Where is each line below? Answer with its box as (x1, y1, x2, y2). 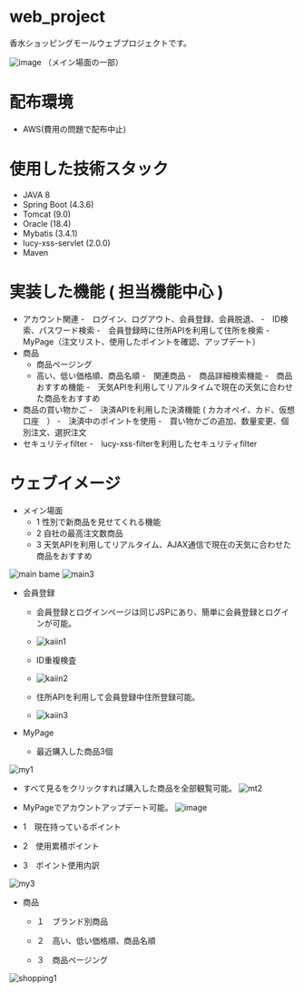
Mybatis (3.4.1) (22, 228, 78, 238)
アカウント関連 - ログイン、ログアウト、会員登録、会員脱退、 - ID (22, 313, 281, 324)
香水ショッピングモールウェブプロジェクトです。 (9, 37, 192, 48)
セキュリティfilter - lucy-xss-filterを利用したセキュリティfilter (22, 438, 258, 449)
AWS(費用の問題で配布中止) (22, 123, 127, 134)
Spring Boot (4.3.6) (22, 199, 94, 209)
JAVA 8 (22, 189, 51, 200)
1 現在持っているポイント (22, 821, 122, 832)
